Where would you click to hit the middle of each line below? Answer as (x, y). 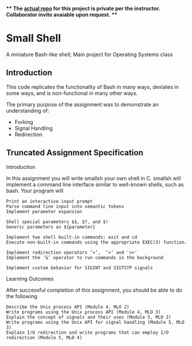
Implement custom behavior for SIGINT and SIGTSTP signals (80, 268)
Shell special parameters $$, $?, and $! (57, 222)
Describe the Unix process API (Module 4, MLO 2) (68, 307)
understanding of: (28, 110)
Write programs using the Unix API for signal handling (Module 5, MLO (95, 322)
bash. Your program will (35, 191)
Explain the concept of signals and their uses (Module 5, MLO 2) (89, 317)
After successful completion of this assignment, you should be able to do (94, 290)
